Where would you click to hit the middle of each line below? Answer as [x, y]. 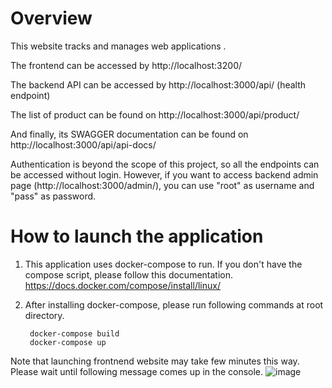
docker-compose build [74, 333]
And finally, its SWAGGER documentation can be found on [129, 134]
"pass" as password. [53, 196]
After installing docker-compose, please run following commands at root [174, 304]
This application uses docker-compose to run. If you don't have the [163, 264]
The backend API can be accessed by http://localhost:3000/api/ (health [158, 84]
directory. [44, 315]
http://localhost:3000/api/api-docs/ [83, 144]
